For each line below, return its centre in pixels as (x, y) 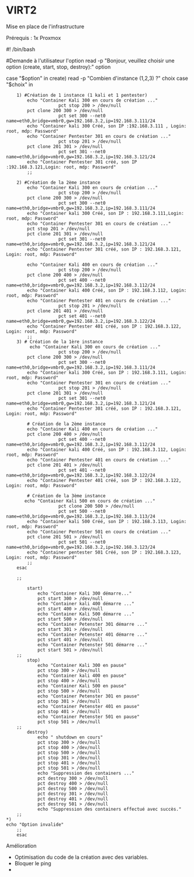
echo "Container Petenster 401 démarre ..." (92, 635)
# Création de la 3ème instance (67, 496)
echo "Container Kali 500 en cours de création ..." (90, 501)
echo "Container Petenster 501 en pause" (89, 717)
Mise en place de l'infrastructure (45, 26)
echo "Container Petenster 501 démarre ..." (92, 645)
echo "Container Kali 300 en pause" (82, 665)
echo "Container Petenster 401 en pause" (89, 706)
